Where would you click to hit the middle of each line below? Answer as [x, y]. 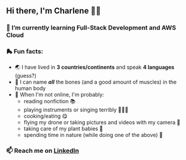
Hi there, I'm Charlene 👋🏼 [53, 11]
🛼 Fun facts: [25, 52]
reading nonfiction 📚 [50, 101]
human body [30, 88]
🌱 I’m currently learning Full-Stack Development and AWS [91, 28]
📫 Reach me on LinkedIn [42, 151]
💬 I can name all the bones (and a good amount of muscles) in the [96, 82]
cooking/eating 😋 [45, 116]
